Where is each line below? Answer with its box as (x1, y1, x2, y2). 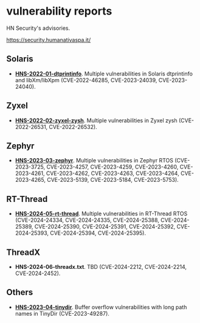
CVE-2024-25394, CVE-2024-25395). (49, 229, 147, 237)
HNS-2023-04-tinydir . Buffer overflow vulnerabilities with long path (15, 303, 187, 311)
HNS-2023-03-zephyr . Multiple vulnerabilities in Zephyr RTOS (15, 157, 173, 164)
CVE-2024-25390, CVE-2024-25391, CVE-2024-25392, (34, 223, 176, 231)
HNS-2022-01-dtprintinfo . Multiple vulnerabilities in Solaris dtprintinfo (15, 70, 193, 77)
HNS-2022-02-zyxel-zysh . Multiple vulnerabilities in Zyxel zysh (15, 117, 178, 124)
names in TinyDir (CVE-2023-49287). (15, 310, 109, 317)
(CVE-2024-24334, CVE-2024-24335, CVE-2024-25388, (15, 217, 160, 224)
